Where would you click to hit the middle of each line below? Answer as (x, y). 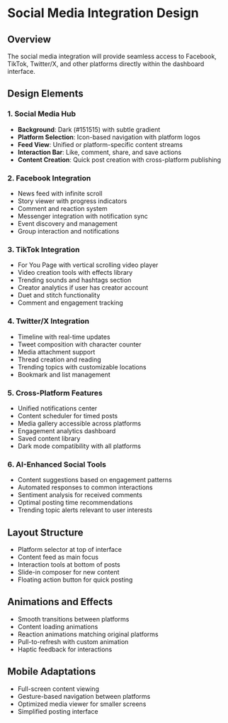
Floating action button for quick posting (75, 580)
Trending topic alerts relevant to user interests (85, 510)
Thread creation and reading (59, 359)
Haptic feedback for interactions (65, 649)
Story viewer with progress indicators (72, 201)
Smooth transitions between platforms (73, 619)
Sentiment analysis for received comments (80, 495)
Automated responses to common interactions (85, 487)
